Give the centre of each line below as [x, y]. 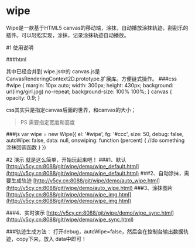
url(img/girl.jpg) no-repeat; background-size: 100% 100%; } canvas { [89, 91]
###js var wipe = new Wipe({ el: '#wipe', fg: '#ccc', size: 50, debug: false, [95, 134]
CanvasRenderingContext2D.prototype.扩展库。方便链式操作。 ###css [92, 79]
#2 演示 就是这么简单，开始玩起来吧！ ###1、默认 [66, 159]
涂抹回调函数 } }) [26, 147]
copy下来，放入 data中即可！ [51, 239]
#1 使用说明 [20, 47]
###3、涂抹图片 [153, 188]
